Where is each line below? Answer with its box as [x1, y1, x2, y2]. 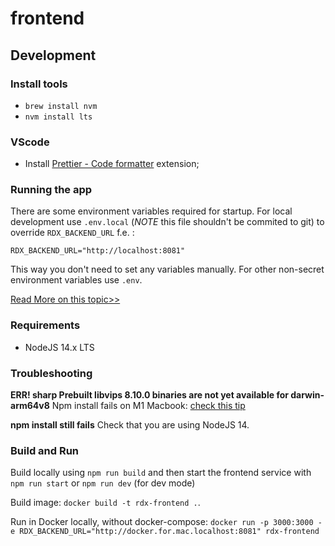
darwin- [290, 389, 325, 401]
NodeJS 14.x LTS [24, 341, 95, 353]
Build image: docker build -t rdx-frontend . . [10, 497, 201, 509]
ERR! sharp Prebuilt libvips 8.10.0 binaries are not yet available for [10, 389, 289, 401]
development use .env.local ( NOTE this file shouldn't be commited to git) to [10, 216, 325, 228]
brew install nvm [24, 101, 98, 111]
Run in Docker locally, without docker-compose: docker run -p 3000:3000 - [10, 516, 323, 528]
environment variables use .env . [10, 274, 143, 286]
